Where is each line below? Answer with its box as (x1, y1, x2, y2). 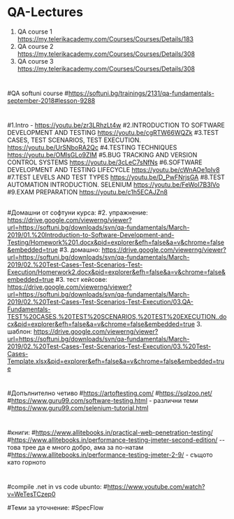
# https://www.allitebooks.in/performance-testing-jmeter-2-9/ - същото (7, 450, 213, 459)
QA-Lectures (7, 4, 84, 20)
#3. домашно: (59, 246, 101, 254)
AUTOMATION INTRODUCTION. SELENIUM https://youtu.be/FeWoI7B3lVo (7, 180, 220, 189)
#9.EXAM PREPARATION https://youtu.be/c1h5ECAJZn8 (7, 188, 168, 197)
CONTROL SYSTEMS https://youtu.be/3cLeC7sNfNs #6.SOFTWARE (7, 158, 203, 166)
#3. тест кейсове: (55, 275, 108, 283)
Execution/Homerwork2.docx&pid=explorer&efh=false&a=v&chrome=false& (7, 267, 226, 276)
